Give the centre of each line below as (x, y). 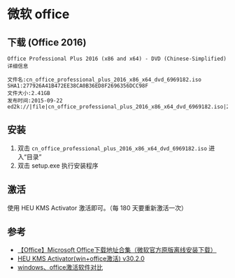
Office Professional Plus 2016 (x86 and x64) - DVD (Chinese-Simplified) (117, 59)
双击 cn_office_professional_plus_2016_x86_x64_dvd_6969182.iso (112, 148)
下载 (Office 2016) (47, 42)
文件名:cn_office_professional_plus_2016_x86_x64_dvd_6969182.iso (104, 80)
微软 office (38, 14)
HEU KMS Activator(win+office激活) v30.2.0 (81, 258)
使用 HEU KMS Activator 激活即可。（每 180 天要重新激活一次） (97, 207)
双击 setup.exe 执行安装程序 (58, 166)
